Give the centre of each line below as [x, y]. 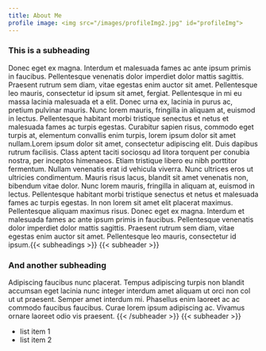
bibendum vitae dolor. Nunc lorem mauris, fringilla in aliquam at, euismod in [132, 185]
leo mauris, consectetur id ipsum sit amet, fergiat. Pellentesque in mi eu [125, 93]
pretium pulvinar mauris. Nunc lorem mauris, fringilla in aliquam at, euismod [132, 110]
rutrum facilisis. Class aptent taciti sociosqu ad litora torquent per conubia [129, 152]
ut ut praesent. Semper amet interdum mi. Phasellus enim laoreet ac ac [124, 299]
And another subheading [58, 265]
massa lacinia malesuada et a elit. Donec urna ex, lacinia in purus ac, [120, 101]
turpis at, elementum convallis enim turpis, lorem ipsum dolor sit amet [122, 135]
